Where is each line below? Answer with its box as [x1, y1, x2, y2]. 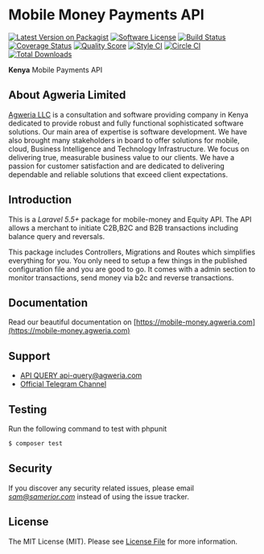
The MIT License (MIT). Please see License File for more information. [8, 536, 237, 546]
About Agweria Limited [8, 89, 126, 102]
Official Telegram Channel [19, 379, 107, 389]
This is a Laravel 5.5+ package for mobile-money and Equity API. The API [8, 214, 252, 224]
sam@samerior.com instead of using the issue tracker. [8, 491, 190, 501]
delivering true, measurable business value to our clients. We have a [8, 152, 235, 162]
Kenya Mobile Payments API [8, 64, 103, 74]
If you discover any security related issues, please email [8, 483, 195, 493]
